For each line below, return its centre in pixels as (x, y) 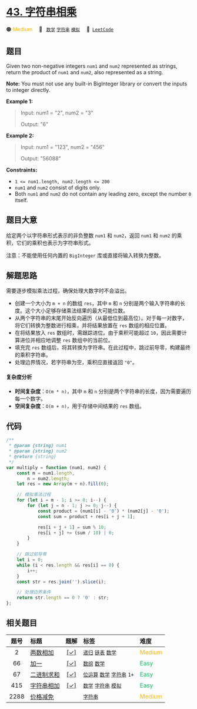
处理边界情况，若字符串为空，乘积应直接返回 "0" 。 (76, 362)
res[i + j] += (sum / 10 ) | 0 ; (76, 533)
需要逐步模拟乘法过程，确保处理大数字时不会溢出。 (68, 291)
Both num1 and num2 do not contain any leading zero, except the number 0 (103, 194)
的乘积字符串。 (33, 355)
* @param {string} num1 (38, 446)
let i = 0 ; (30, 560)
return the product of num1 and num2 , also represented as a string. (85, 72)
